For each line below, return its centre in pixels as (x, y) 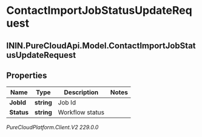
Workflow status (81, 112)
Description (81, 92)
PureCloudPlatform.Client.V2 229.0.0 (52, 127)
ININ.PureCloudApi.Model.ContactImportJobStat (101, 46)
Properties (27, 75)
